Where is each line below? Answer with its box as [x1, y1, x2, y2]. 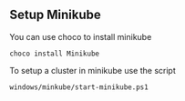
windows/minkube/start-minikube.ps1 [9, 82, 149, 92]
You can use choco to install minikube [9, 31, 152, 42]
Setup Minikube [9, 7, 102, 23]
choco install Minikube [9, 49, 100, 58]
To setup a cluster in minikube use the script [9, 65, 176, 76]
